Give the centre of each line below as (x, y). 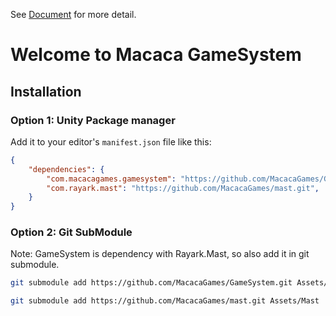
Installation (46, 91)
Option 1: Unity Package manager (93, 120)
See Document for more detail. (73, 14)
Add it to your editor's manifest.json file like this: (111, 141)
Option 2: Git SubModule (71, 232)
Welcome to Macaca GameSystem (156, 55)
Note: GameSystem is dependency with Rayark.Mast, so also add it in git (160, 254)
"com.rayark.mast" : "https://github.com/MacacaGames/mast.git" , (183, 188)
